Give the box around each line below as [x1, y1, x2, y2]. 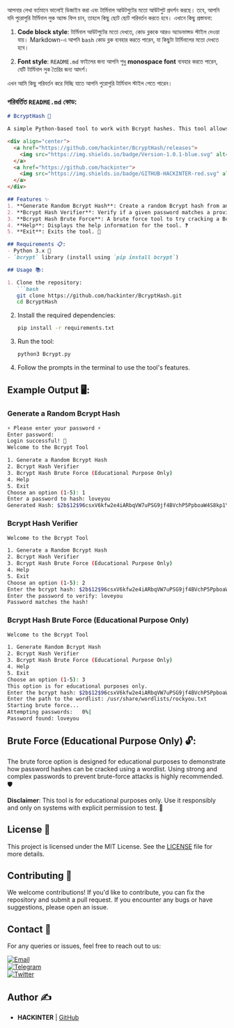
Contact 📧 [7, 923, 52, 935]
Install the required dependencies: [17, 311, 116, 319]
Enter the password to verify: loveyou [7, 592, 123, 599]
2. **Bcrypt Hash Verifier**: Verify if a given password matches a [7, 209, 210, 216]
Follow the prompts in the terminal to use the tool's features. [17, 363, 190, 372]
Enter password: [7, 431, 54, 438]
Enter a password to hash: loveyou [7, 495, 111, 503]
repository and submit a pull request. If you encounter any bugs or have [7, 895, 213, 904]
